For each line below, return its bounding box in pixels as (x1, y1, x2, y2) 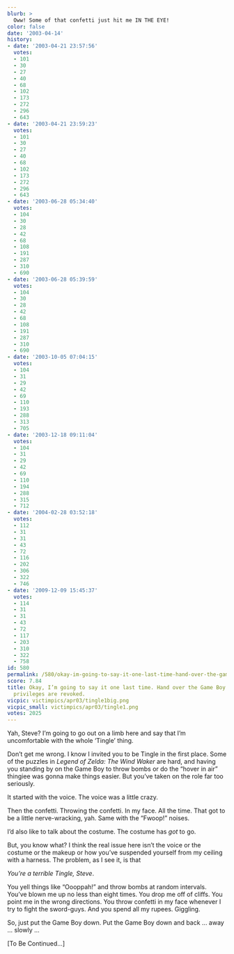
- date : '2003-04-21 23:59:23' (7, 120, 98, 128)
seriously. (7, 780, 36, 788)
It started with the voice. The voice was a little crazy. (7, 793, 159, 801)
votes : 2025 (7, 710, 42, 717)
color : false (7, 23, 45, 30)
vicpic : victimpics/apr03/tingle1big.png (7, 697, 130, 704)
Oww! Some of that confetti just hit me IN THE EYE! (13, 17, 170, 24)
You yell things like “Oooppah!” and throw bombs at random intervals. (7, 883, 207, 891)
